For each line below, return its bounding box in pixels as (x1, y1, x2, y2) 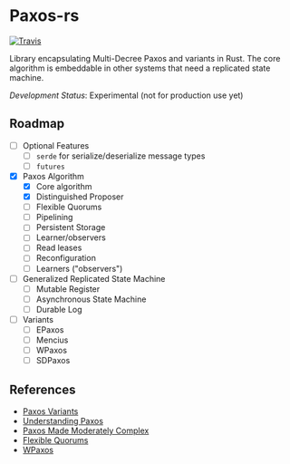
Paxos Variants (22, 405, 79, 417)
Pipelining (35, 212, 73, 223)
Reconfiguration (35, 253, 97, 264)
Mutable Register (35, 283, 101, 295)
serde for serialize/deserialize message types (35, 150, 206, 161)
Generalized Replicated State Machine (22, 273, 166, 284)
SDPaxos (35, 355, 71, 366)
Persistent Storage (35, 222, 106, 233)
